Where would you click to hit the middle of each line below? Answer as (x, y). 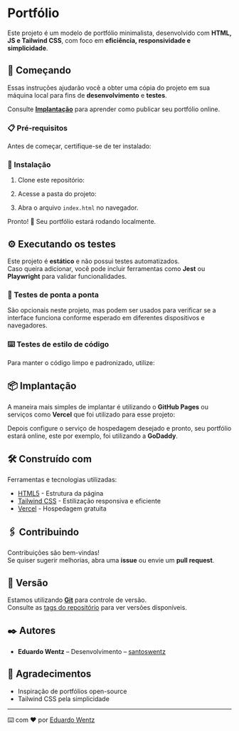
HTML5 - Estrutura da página (60, 494)
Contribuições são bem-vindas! (53, 553)
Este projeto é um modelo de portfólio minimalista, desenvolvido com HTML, (119, 33)
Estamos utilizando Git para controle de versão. (77, 600)
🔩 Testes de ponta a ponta (53, 295)
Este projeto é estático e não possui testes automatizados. (94, 261)
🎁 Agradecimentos (49, 674)
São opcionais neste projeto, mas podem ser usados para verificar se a (112, 310)
